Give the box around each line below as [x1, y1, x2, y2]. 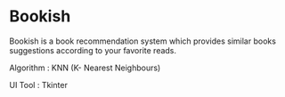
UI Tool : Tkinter [9, 79, 69, 90]
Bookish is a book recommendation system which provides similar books [9, 36, 276, 46]
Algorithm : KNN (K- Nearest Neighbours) [9, 62, 161, 73]
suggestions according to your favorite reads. [9, 44, 176, 55]
